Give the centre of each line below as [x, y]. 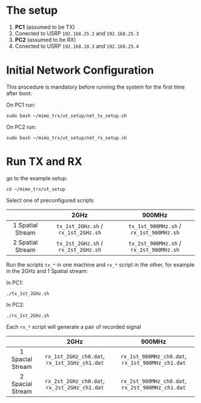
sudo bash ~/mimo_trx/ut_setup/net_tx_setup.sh [67, 116]
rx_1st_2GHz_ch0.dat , [75, 356]
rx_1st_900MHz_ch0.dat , [153, 356]
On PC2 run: [22, 127]
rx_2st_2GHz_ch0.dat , [75, 381]
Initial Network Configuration [80, 70]
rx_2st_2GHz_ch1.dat [75, 387]
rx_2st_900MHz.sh [155, 250]
